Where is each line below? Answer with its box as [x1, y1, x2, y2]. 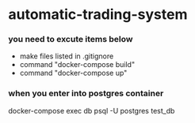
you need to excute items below [8, 34, 133, 45]
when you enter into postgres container [8, 88, 164, 99]
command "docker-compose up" [19, 69, 128, 78]
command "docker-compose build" [19, 60, 136, 69]
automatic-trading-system [8, 6, 188, 24]
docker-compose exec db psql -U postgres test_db [8, 106, 175, 115]
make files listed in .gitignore [19, 51, 114, 61]
